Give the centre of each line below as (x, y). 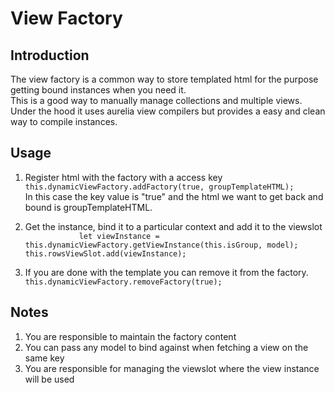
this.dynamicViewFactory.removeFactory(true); (123, 282)
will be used (49, 379)
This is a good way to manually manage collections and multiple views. (156, 100)
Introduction (50, 55)
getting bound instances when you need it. (98, 90)
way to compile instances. (64, 121)
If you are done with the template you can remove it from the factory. (166, 272)
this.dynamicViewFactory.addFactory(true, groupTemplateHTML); (159, 187)
